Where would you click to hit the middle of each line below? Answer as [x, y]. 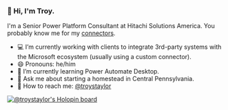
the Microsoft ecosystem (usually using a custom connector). [104, 57]
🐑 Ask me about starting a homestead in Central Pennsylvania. [106, 79]
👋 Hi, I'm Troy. [31, 11]
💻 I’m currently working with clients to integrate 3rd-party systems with [119, 47]
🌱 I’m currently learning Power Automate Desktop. [88, 71]
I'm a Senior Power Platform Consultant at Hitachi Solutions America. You [111, 26]
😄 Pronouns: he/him [46, 64]
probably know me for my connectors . [61, 33]
